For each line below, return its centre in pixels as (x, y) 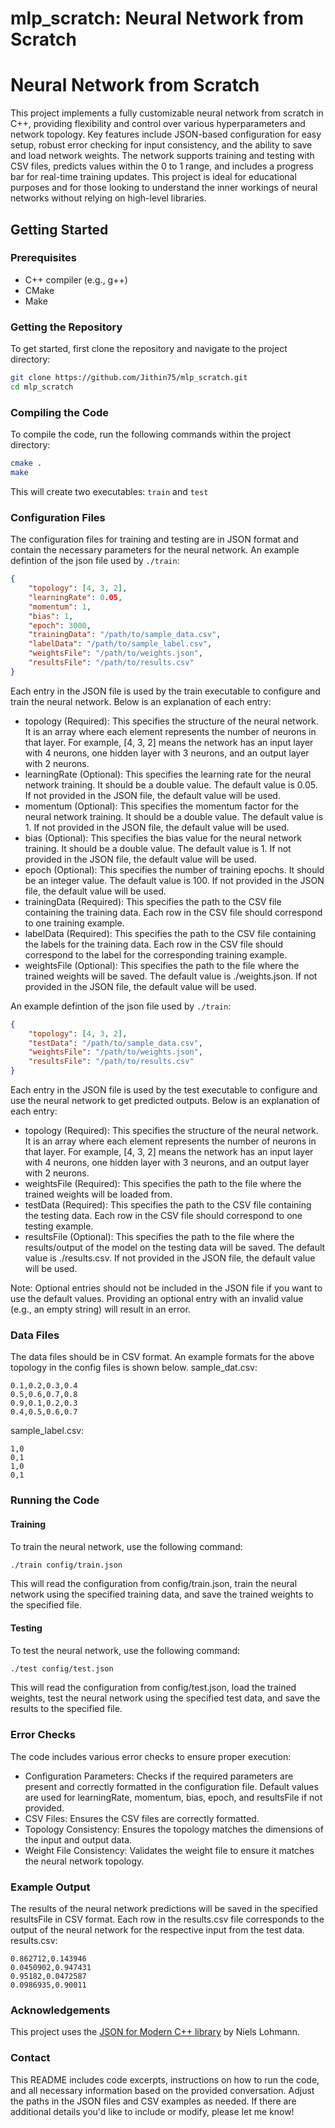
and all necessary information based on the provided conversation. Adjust (162, 2090)
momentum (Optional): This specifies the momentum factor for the (161, 806)
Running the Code (55, 1500)
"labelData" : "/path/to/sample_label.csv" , (120, 644)
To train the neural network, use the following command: (126, 1546)
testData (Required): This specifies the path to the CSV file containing (168, 1205)
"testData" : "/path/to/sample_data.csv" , (115, 1043)
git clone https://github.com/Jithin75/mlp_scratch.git (129, 378)
